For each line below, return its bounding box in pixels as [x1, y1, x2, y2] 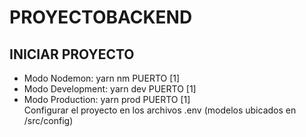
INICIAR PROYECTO [9, 46, 135, 63]
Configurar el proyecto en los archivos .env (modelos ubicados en [23, 104, 297, 116]
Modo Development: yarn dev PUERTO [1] [23, 83, 197, 95]
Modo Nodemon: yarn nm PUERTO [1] [23, 72, 181, 84]
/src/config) [23, 115, 74, 126]
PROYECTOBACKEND [9, 6, 193, 29]
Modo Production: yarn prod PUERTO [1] [23, 94, 191, 105]
